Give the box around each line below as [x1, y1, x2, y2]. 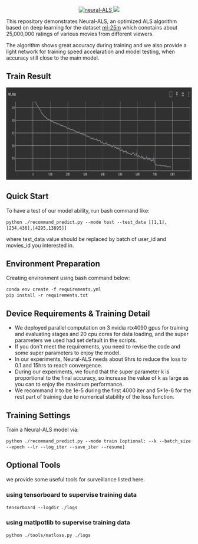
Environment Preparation [6, 259, 100, 269]
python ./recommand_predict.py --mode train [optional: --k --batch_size [6, 438, 192, 444]
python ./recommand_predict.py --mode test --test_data [6, 219, 146, 225]
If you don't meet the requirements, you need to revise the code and [14, 343, 181, 350]
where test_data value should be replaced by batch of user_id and [6, 235, 167, 242]
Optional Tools [6, 460, 61, 470]
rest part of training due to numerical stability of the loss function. [14, 393, 175, 400]
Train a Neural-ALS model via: [6, 426, 79, 434]
